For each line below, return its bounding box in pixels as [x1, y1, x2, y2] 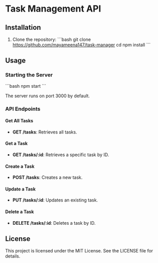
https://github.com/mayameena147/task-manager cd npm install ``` [12, 42, 151, 48]
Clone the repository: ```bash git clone [12, 36, 91, 42]
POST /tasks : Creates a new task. [12, 174, 83, 180]
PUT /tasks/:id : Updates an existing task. [12, 197, 98, 203]
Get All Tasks [5, 118, 34, 124]
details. [5, 253, 21, 259]
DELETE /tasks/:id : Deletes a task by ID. [12, 220, 96, 226]
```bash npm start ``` [5, 83, 47, 89]
